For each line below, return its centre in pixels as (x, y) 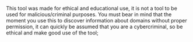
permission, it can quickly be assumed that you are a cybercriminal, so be (94, 26)
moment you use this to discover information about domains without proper (97, 20)
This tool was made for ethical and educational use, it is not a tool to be (92, 8)
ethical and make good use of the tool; (52, 33)
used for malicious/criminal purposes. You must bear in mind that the (89, 14)
